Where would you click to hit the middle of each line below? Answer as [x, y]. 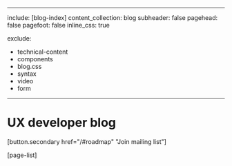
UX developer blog [61, 123]
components [35, 59]
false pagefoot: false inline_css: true [59, 25]
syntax [27, 74]
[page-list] [22, 155]
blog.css [29, 66]
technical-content [42, 52]
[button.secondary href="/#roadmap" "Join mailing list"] [87, 141]
